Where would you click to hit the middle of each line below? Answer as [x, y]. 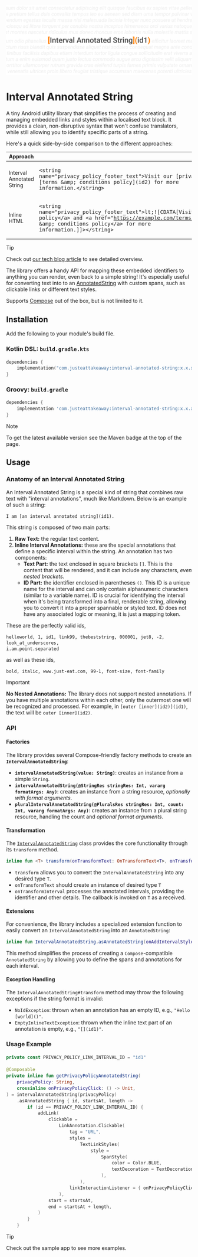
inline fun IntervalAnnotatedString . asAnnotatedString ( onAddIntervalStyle [100, 942]
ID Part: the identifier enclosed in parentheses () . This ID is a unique [107, 582]
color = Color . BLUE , [137, 1163]
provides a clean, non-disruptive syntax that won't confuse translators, [92, 126]
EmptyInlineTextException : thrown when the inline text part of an [93, 1023]
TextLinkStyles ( [100, 1144]
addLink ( [48, 1113]
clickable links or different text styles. [52, 289]
